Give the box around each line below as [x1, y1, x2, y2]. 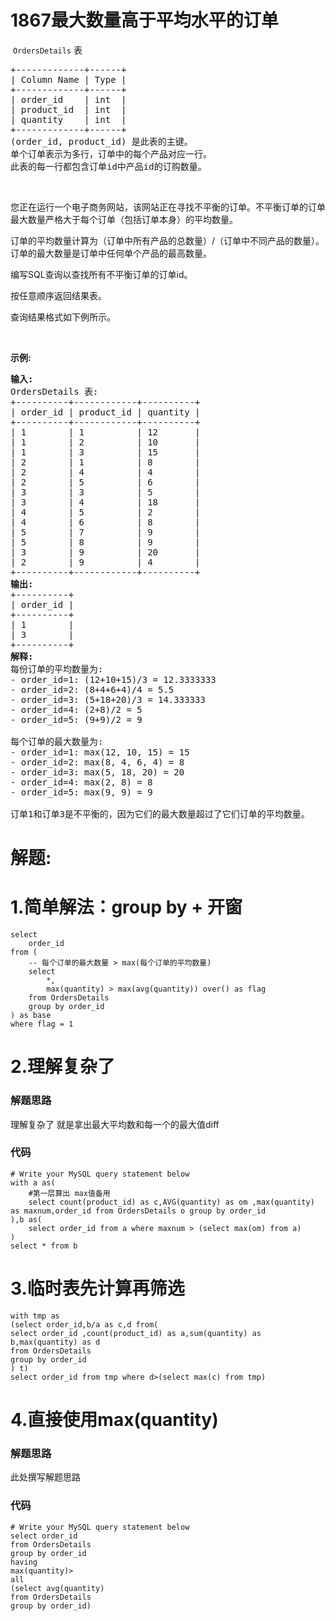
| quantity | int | [10, 114, 127, 125]
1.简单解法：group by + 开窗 [10, 896, 243, 919]
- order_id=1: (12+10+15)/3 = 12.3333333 [10, 674, 217, 685]
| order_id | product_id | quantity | [10, 406, 201, 418]
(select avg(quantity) [10, 1583, 105, 1593]
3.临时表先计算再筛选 [10, 1277, 185, 1300]
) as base [10, 1011, 52, 1021]
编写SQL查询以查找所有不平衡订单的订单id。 [10, 268, 193, 280]
